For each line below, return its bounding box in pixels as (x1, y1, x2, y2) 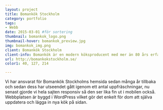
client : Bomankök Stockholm (5, 47, 62, 52)
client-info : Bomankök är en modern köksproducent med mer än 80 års (5, 52, 149, 57)
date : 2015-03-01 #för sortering (5, 30, 73, 34)
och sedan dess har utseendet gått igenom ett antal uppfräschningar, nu (5, 84, 150, 90)
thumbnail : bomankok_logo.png (5, 34, 66, 39)
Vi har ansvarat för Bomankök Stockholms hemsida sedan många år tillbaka (5, 79, 156, 85)
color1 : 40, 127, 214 (5, 61, 49, 66)
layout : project (5, 7, 38, 12)
